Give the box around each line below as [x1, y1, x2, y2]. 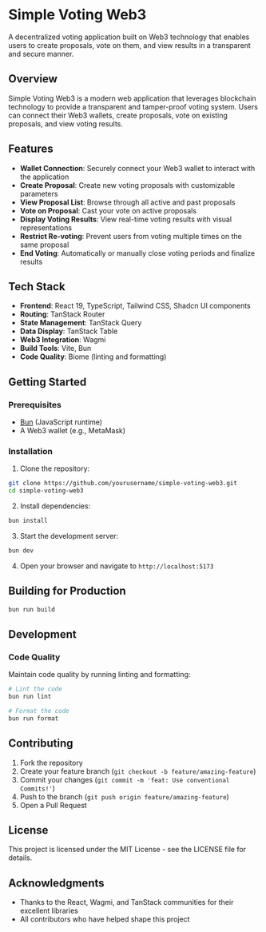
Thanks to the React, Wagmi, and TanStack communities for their [19, 898, 234, 907]
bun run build [8, 605, 56, 613]
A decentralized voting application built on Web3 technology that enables [8, 32, 250, 42]
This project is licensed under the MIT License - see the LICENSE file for [8, 845, 246, 854]
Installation [8, 445, 54, 456]
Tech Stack [8, 280, 66, 293]
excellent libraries [19, 906, 78, 916]
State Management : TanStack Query [19, 318, 142, 328]
